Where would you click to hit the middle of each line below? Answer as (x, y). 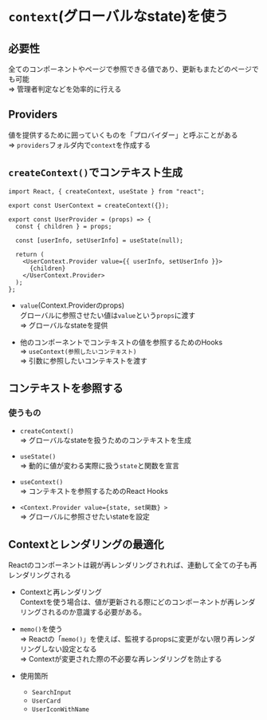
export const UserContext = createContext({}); (89, 205)
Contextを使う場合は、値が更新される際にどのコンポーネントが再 (127, 602)
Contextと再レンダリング (61, 592)
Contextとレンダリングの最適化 (86, 544)
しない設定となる (69, 649)
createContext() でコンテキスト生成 (96, 173)
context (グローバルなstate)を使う (118, 16)
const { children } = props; (64, 226)
